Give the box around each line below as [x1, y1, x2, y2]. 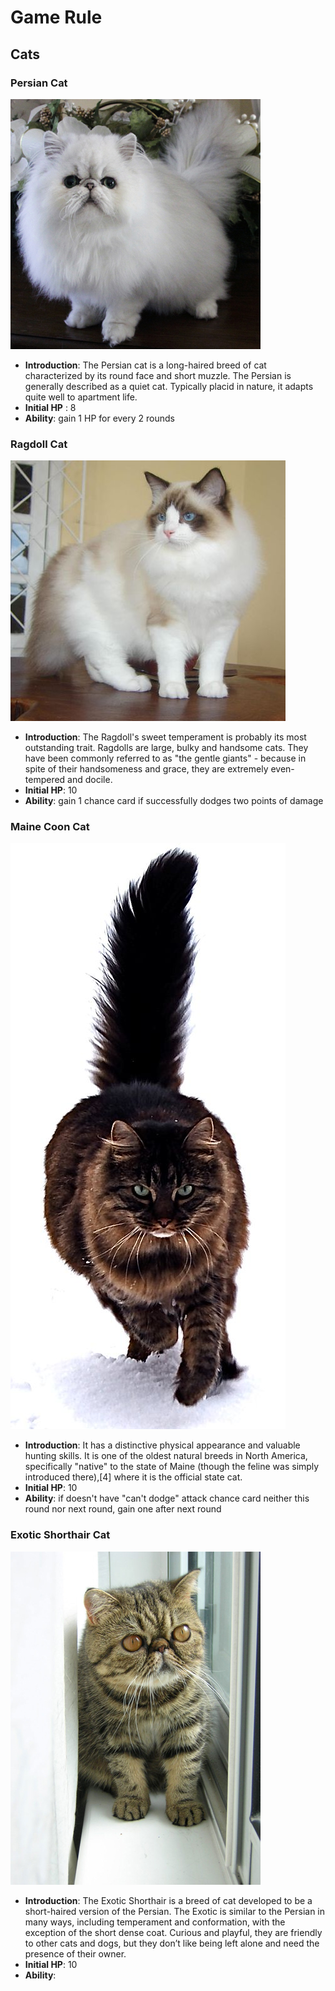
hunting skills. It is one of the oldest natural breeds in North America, [24, 1450, 308, 1462]
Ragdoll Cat [10, 437, 68, 451]
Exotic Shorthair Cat [10, 1528, 111, 1542]
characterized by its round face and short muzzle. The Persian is [24, 369, 292, 381]
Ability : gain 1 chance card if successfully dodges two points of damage [24, 795, 324, 807]
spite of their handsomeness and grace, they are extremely [24, 763, 269, 775]
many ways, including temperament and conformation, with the [24, 1916, 286, 1928]
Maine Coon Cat [10, 820, 90, 834]
